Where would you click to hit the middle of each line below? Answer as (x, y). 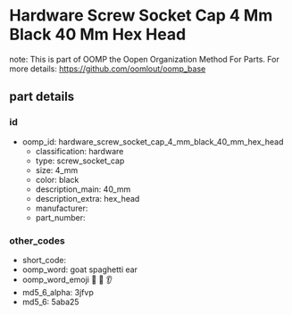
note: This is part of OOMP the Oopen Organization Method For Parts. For (144, 59)
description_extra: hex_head (88, 198)
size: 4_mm (57, 170)
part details (42, 97)
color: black (57, 179)
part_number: (60, 217)
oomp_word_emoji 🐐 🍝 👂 (67, 279)
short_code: (44, 260)
